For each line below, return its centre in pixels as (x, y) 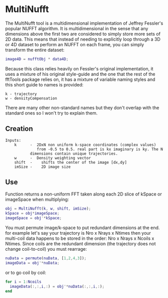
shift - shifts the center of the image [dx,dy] (71, 162)
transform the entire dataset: (35, 50)
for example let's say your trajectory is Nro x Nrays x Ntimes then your (78, 233)
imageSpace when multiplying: (37, 200)
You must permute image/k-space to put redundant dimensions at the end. (82, 228)
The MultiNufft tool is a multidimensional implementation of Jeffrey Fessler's (84, 23)
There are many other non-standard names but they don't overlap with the (82, 108)
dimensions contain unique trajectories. (74, 154)
